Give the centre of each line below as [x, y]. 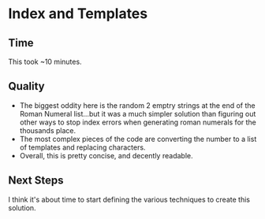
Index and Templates [78, 14]
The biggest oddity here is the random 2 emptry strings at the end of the [137, 105]
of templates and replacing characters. [82, 147]
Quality [26, 86]
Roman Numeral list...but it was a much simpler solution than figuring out [138, 113]
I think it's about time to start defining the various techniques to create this [129, 199]
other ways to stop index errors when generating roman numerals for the [138, 122]
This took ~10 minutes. [45, 61]
